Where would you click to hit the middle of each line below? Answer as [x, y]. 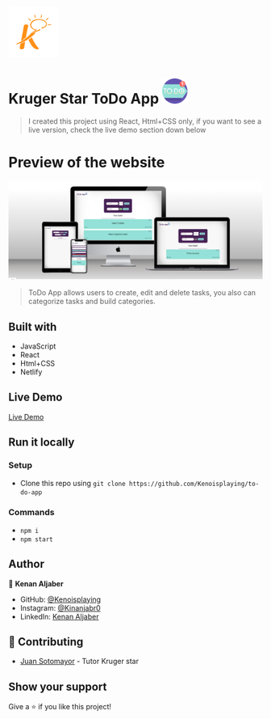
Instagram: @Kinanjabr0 [60, 607]
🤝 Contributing [46, 642]
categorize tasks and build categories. [92, 302]
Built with [33, 326]
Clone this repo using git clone [73, 483]
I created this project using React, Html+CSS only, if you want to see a [145, 121]
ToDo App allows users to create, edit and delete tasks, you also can [142, 293]
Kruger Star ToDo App [84, 99]
